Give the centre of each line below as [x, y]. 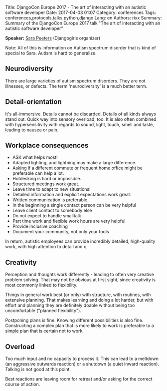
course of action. [23, 385]
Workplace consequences [47, 146]
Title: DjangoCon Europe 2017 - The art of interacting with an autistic [76, 7]
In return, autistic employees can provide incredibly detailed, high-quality [80, 241]
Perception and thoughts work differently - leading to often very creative [80, 275]
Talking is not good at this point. [38, 370]
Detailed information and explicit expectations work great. [72, 195]
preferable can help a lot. [38, 173]
